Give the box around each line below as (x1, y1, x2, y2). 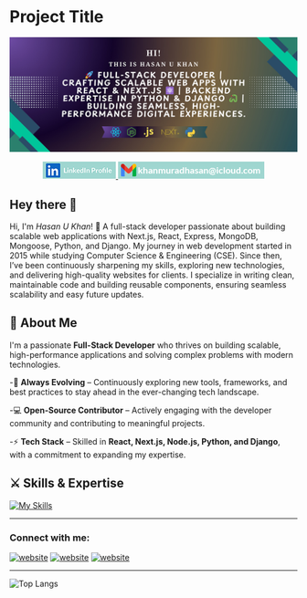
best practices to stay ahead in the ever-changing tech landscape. (9, 386, 259, 397)
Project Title (9, 6, 104, 27)
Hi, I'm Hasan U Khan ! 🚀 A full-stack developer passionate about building (9, 221, 286, 232)
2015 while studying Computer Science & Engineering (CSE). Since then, (9, 250, 282, 261)
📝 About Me (9, 315, 78, 330)
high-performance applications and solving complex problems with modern (9, 349, 294, 360)
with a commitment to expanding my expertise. (9, 449, 186, 460)
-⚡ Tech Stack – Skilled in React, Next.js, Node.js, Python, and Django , (9, 435, 281, 446)
